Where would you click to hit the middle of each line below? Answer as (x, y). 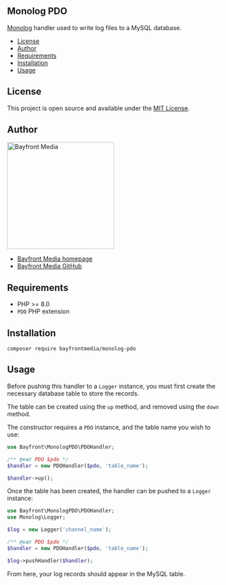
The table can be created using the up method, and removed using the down (113, 406)
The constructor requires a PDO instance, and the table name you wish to (109, 427)
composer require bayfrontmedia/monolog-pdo (72, 349)
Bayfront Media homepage (55, 259)
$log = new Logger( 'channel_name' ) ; (59, 530)
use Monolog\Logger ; (37, 517)
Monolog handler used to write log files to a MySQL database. (95, 27)
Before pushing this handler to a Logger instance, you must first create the (111, 386)
